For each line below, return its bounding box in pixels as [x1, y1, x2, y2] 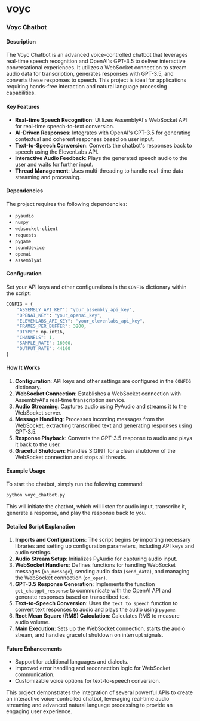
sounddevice [14, 244, 45, 251]
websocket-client [14, 226, 59, 232]
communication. [14, 671, 55, 678]
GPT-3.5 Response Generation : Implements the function [14, 581, 155, 588]
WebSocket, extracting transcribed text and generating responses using [14, 422, 192, 429]
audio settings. [14, 549, 52, 556]
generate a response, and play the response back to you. [6, 509, 147, 516]
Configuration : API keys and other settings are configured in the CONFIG [14, 377, 191, 384]
